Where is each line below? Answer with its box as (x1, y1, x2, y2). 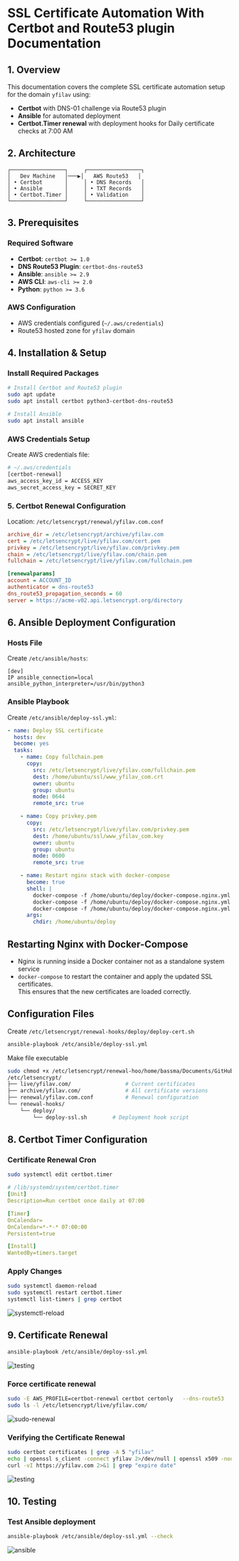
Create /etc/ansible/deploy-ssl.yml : (7, 713, 117, 722)
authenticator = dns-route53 (7, 583, 94, 591)
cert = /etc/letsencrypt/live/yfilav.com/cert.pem (7, 537, 161, 545)
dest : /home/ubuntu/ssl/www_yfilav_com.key (33, 832, 164, 839)
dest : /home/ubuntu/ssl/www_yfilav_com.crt (33, 773, 164, 780)
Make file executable (7, 1053, 69, 1062)
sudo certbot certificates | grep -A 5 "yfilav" (7, 1449, 154, 1456)
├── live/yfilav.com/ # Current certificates (7, 1080, 196, 1088)
